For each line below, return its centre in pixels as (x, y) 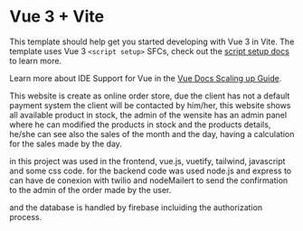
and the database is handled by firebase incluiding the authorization (136, 207)
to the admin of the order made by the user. (90, 189)
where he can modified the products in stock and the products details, (140, 125)
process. (26, 217)
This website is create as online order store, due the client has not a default (150, 96)
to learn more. (35, 60)
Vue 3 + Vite (57, 17)
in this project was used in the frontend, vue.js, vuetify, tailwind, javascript (147, 161)
